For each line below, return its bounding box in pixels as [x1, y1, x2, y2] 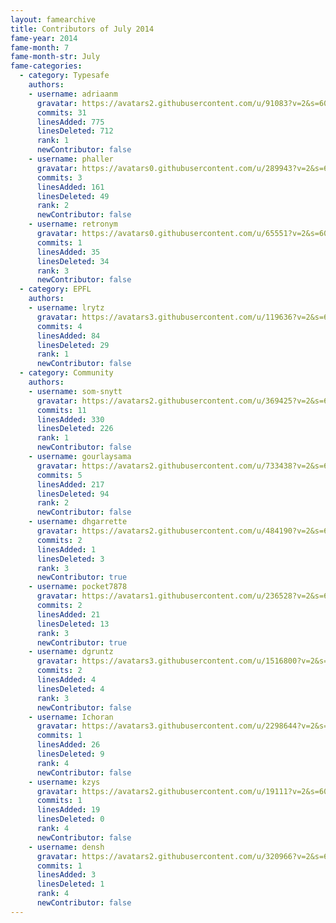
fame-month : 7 [10, 42, 70, 53]
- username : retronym [28, 219, 118, 230]
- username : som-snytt [28, 386, 123, 396]
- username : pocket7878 [28, 582, 128, 592]
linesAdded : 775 [36, 117, 105, 127]
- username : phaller [28, 154, 114, 164]
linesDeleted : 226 [36, 424, 114, 434]
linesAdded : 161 [36, 182, 105, 192]
